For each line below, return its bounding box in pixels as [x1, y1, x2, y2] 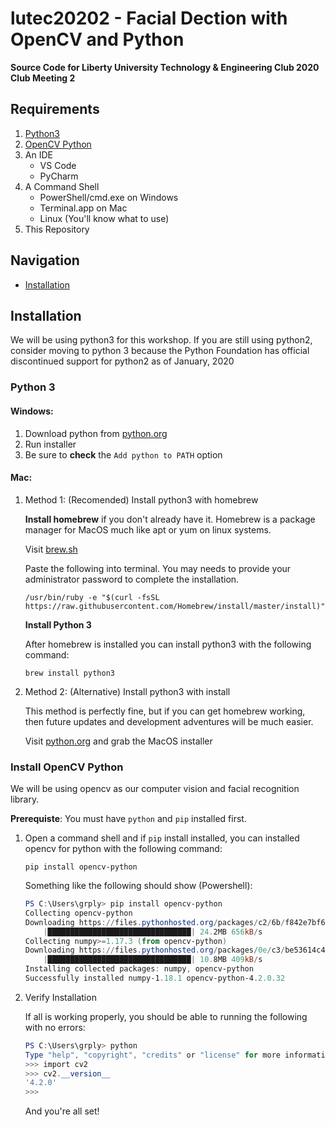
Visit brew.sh [24, 543, 78, 555]
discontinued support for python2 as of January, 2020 [10, 355, 235, 367]
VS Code [39, 159, 77, 171]
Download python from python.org [24, 427, 168, 439]
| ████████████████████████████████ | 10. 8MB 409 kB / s [43, 955, 263, 965]
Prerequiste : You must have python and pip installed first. [10, 813, 247, 824]
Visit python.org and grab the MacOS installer [24, 735, 213, 747]
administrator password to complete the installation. [24, 573, 240, 585]
